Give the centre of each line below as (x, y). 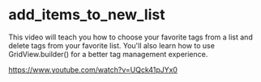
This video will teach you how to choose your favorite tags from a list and (130, 37)
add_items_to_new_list (87, 15)
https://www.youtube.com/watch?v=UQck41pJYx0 (93, 69)
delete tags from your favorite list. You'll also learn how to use (111, 45)
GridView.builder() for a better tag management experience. (108, 54)
